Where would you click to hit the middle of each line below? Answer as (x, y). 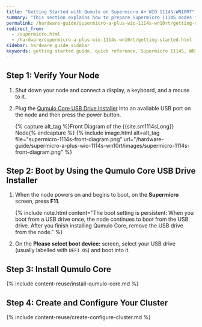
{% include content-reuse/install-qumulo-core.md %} (73, 284)
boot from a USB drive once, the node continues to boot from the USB (102, 219)
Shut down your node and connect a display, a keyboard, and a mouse (102, 90)
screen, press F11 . (37, 201)
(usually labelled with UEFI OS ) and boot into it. (72, 250)
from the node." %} (39, 232)
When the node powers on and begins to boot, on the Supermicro (97, 195)
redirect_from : (25, 29)
